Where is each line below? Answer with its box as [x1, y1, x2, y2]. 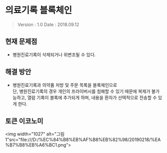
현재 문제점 [5, 37, 38, 46]
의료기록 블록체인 [5, 5, 72, 16]
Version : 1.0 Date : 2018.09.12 [17, 21, 79, 28]
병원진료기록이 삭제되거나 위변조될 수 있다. [12, 51, 96, 58]
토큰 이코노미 [5, 116, 44, 125]
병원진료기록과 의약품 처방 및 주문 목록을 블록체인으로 [12, 82, 117, 88]
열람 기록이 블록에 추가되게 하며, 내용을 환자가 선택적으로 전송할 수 [27, 94, 157, 100]
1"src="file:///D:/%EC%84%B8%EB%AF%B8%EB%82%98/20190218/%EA [5, 136, 161, 143]
